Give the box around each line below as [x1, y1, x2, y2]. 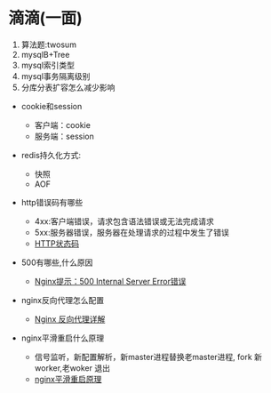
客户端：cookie [34, 119, 91, 130]
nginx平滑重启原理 [34, 373, 102, 384]
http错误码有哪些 [20, 196, 84, 207]
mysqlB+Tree [20, 49, 70, 60]
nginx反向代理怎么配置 [20, 294, 104, 305]
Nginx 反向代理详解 [34, 313, 106, 325]
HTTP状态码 [34, 237, 80, 249]
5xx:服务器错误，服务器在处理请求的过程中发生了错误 [34, 227, 230, 237]
